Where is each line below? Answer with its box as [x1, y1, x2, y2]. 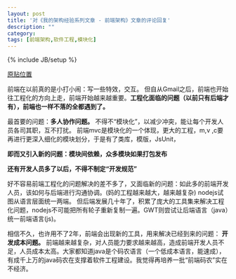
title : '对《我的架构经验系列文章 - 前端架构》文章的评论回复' [7, 17, 171, 24]
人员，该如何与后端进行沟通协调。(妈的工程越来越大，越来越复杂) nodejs [7, 189, 218, 197]
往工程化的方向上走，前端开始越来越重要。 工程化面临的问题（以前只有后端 [7, 94, 223, 102]
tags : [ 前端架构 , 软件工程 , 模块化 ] [7, 36, 97, 43]
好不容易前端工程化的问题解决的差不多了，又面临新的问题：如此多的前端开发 [7, 179, 229, 188]
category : [7, 29, 37, 37]
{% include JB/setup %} [7, 55, 77, 64]
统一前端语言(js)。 [7, 215, 60, 223]
